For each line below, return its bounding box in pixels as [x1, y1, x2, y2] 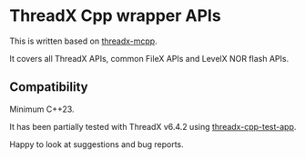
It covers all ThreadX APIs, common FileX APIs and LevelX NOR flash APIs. [9, 53, 290, 64]
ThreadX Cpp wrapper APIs [9, 5, 221, 26]
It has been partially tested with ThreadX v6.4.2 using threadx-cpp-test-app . [9, 121, 297, 132]
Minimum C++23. [9, 104, 75, 114]
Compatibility [9, 79, 88, 95]
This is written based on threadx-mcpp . [9, 35, 158, 46]
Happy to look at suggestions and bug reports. [9, 138, 184, 150]
